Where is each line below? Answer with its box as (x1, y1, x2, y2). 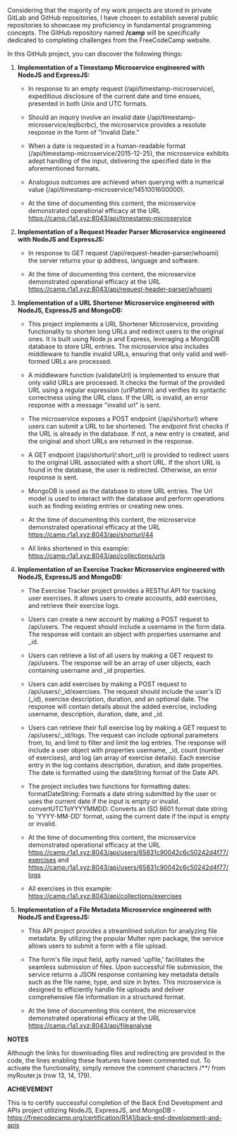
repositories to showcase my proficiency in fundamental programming (7, 21, 212, 29)
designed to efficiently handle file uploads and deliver (28, 985, 185, 994)
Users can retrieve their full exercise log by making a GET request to (28, 723, 227, 732)
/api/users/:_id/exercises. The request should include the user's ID (28, 688, 221, 695)
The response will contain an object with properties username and (28, 630, 221, 638)
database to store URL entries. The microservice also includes (28, 342, 209, 350)
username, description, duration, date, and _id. (28, 710, 164, 718)
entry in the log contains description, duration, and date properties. (28, 761, 224, 769)
